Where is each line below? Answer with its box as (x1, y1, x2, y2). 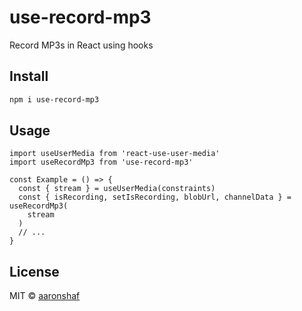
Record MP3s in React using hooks (9, 39, 154, 51)
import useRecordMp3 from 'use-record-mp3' (9, 157, 194, 168)
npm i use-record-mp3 (9, 94, 100, 105)
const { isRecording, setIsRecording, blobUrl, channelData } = (18, 192, 292, 203)
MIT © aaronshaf (9, 290, 81, 302)
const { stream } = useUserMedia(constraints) (18, 184, 216, 194)
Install (9, 68, 49, 85)
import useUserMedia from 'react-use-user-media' (9, 149, 221, 159)
